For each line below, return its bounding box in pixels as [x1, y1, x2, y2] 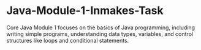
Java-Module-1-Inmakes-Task [6, 4, 164, 18]
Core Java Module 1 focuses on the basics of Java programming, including [6, 24, 195, 31]
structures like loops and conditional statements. [6, 37, 129, 44]
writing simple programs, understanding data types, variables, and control [6, 30, 194, 37]
